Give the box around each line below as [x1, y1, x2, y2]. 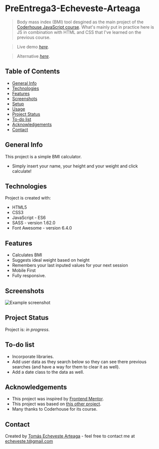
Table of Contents [5, 67, 60, 76]
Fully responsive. [12, 273, 46, 279]
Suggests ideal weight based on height [12, 257, 90, 263]
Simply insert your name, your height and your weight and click [12, 163, 138, 169]
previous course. [16, 34, 51, 40]
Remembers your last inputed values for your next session [12, 263, 128, 268]
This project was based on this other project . [12, 401, 101, 407]
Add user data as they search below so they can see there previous [12, 359, 146, 365]
